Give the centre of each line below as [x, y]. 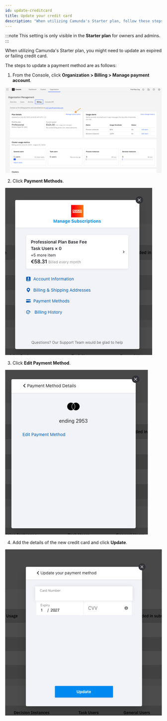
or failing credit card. [27, 56]
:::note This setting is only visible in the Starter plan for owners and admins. [83, 36]
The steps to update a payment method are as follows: [61, 66]
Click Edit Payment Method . [42, 363]
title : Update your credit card [39, 16]
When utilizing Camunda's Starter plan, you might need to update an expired [83, 51]
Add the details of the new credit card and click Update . [70, 542]
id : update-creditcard [29, 10]
